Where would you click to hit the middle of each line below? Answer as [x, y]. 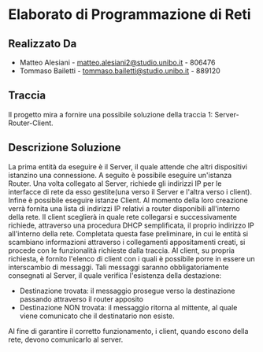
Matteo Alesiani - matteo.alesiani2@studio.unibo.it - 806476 [117, 62]
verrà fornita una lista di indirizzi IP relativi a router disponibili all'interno [124, 208]
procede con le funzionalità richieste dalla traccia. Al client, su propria [121, 250]
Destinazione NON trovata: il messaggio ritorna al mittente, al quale [128, 307]
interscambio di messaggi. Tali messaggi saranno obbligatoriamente [119, 267]
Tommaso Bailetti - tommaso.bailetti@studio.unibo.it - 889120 [120, 71]
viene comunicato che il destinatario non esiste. [97, 316]
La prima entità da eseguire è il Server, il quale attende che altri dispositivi [128, 166]
